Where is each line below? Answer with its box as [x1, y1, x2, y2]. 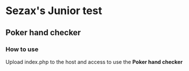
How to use [5, 45, 39, 53]
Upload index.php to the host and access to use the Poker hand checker [5, 58, 183, 65]
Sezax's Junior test [5, 4, 103, 18]
